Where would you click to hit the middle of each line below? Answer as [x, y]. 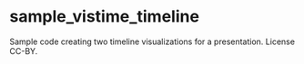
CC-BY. [24, 50]
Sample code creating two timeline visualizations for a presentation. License [152, 41]
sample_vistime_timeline [105, 17]
